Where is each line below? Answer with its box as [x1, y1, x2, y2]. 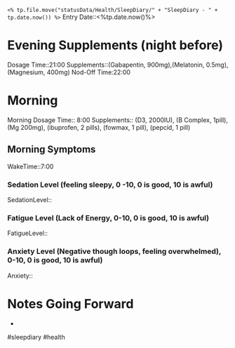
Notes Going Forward [7, 295, 134, 312]
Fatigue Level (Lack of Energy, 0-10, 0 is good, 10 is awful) [7, 213, 209, 222]
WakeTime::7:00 [7, 162, 54, 170]
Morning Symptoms [7, 144, 96, 156]
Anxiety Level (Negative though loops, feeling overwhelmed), [7, 246, 222, 256]
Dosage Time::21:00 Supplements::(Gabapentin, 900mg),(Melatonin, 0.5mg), [7, 60, 229, 69]
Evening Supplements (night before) [7, 37, 223, 53]
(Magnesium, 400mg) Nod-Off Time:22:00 [7, 67, 131, 76]
